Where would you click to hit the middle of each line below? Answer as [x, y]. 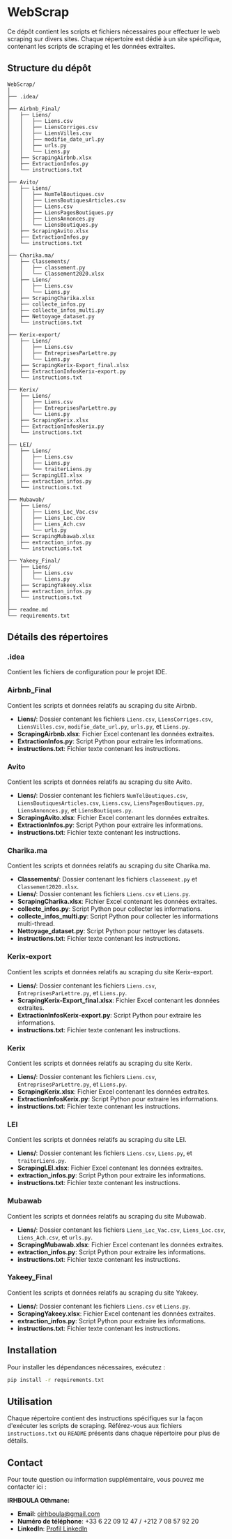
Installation [32, 1350]
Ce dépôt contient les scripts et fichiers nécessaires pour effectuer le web [114, 31]
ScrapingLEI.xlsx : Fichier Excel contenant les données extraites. [110, 1168]
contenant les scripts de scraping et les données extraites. [91, 46]
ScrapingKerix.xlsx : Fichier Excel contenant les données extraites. [114, 1091]
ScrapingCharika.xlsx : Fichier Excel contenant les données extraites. [117, 902]
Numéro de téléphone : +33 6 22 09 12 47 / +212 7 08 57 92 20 [108, 1522]
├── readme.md [28, 609]
